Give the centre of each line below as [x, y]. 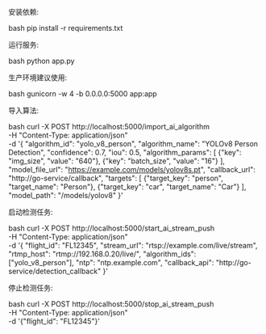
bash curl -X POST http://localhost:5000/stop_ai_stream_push [111, 304]
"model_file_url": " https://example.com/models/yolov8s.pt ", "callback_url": [132, 169]
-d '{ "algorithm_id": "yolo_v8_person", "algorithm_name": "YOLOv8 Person [133, 144]
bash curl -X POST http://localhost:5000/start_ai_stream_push [112, 228]
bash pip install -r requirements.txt [66, 28]
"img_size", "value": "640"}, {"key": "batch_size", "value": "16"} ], [117, 161]
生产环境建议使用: [38, 78]
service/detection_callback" [55, 271]
